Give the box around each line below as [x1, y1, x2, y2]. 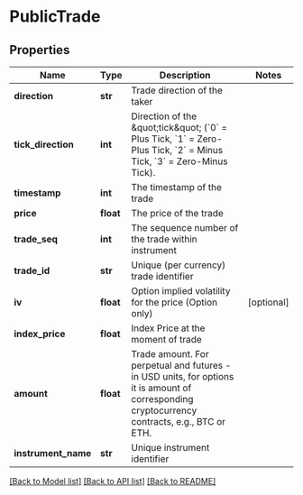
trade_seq [14, 233, 59, 245]
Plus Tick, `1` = [131, 133, 196, 145]
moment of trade [131, 334, 203, 345]
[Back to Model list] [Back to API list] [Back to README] [9, 476, 216, 486]
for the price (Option [131, 296, 218, 308]
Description [159, 69, 211, 81]
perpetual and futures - [131, 359, 232, 371]
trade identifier [131, 270, 194, 282]
